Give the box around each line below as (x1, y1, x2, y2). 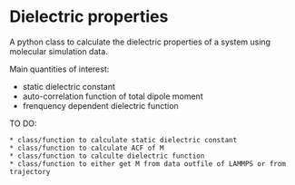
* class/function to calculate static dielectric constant (9, 135, 238, 144)
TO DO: (9, 118, 38, 129)
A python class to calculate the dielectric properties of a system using (9, 36, 270, 47)
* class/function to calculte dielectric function (9, 151, 205, 161)
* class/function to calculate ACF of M (9, 143, 165, 152)
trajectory (9, 167, 51, 176)
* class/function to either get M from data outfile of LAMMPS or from (9, 159, 286, 169)
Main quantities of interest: (9, 63, 110, 74)
